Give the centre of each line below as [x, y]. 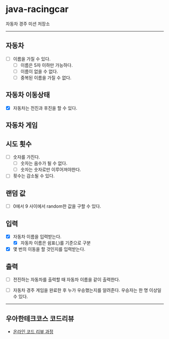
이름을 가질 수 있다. [32, 59]
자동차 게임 [22, 126]
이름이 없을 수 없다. [39, 71]
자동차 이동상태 [28, 95]
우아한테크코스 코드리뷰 [40, 319]
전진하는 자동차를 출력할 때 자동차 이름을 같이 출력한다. [66, 280]
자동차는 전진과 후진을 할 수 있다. [45, 108]
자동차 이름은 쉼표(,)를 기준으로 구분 [55, 243]
